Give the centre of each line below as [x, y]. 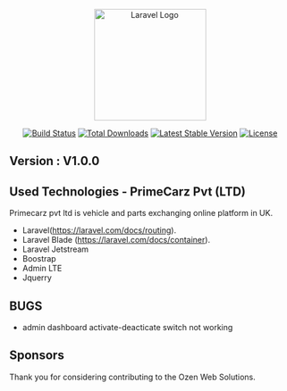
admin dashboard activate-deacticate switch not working [127, 328]
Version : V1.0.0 [55, 161]
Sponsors [37, 356]
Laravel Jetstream [55, 249]
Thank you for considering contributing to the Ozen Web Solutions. [133, 377]
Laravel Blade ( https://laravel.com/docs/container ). [116, 240]
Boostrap [39, 259]
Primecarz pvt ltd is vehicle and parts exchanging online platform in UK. [141, 213]
